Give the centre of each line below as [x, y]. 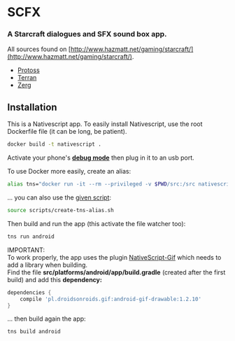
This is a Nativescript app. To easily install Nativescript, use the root [105, 124]
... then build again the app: [47, 319]
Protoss [28, 70]
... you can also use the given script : [59, 197]
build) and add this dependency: [55, 279]
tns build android [34, 332]
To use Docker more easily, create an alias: [69, 172]
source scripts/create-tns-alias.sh [60, 211]
